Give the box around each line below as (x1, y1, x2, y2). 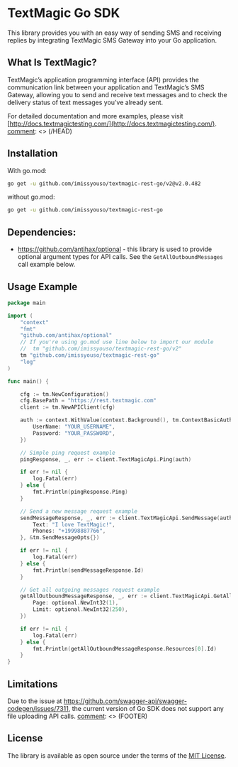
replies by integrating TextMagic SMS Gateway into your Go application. (7, 35, 217, 44)
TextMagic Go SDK (7, 5, 120, 21)
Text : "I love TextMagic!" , (33, 521, 115, 528)
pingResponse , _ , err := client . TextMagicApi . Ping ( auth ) (20, 456, 192, 463)
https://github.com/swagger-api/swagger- (63, 697, 188, 705)
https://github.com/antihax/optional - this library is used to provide (17, 245, 212, 253)
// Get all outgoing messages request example (20, 586, 160, 593)
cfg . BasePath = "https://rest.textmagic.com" (20, 397, 157, 404)
